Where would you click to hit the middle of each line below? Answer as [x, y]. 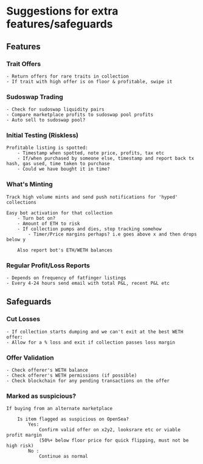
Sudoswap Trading [35, 97]
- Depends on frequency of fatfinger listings [66, 278]
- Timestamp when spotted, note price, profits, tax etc [91, 153]
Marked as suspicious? [41, 396]
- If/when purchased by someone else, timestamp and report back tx [106, 159]
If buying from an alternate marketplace [60, 409]
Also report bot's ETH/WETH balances [65, 250]
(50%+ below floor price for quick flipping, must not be [114, 441]
